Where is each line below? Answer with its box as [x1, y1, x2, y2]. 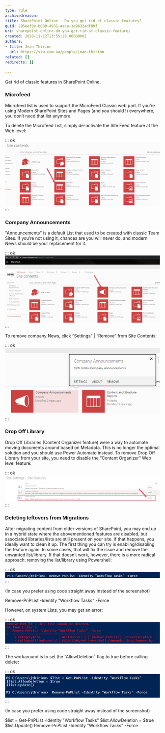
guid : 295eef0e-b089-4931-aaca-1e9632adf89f [5, 24, 98, 28]
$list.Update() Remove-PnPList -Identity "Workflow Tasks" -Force [5, 722, 138, 728]
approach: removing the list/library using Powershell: [5, 557, 112, 563]
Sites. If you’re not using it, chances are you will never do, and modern [5, 235, 148, 241]
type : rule [5, 8, 27, 13]
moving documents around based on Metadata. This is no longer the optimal [5, 445, 160, 451]
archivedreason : [5, 13, 38, 18]
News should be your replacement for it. [5, 241, 87, 247]
